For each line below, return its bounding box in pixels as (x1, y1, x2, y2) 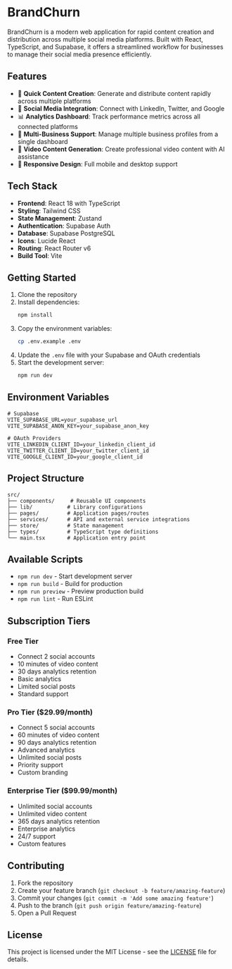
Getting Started (7, 272, 77, 284)
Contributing (7, 860, 65, 872)
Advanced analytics (17, 745, 75, 755)
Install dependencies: (17, 298, 80, 307)
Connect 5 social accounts (17, 724, 95, 732)
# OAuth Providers (7, 434, 61, 441)
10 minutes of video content (17, 660, 98, 669)
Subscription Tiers (7, 615, 91, 627)
